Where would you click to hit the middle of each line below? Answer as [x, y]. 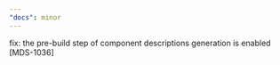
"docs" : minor [36, 17]
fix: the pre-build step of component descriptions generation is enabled [140, 43]
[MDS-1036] [32, 52]
